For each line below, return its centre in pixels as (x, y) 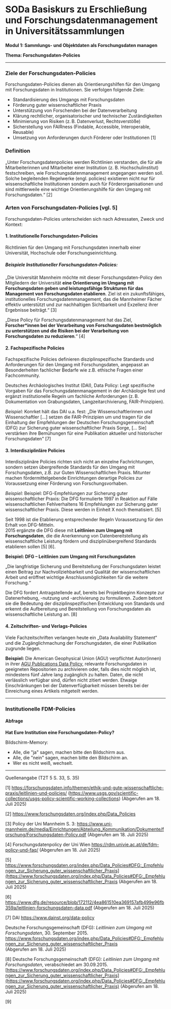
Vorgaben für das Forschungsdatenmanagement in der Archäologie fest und (85, 391)
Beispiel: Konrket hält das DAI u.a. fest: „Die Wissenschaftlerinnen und (79, 412)
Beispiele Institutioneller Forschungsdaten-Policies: (62, 265)
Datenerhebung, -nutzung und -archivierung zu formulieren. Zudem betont (84, 598)
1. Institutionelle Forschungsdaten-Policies (52, 236)
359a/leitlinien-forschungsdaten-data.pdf (49, 907)
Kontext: (14, 224)
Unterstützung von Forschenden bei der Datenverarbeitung (75, 110)
